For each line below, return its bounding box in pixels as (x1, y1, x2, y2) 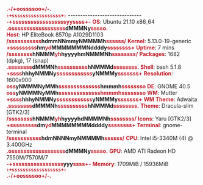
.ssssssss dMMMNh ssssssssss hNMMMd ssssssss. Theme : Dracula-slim (6, 102, 194, 109)
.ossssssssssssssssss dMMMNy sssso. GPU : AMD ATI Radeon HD (6, 147, 176, 155)
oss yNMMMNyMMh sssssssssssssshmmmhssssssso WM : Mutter (6, 89, 178, 96)
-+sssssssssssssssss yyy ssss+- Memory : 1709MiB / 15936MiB (6, 161, 169, 167)
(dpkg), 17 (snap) (6, 57, 49, 64)
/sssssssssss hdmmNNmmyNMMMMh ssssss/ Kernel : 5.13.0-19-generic (6, 38, 191, 44)
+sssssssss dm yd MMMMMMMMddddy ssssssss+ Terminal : (6, 122, 162, 128)
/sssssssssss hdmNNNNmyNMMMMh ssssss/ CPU (6, 134, 138, 142)
